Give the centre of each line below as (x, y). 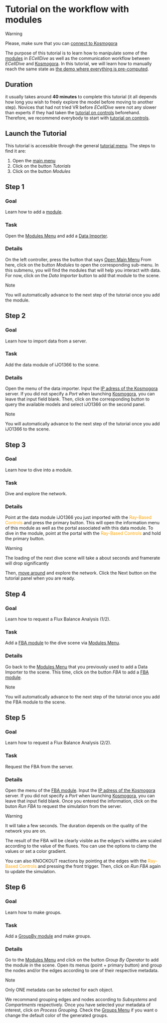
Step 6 (15, 887)
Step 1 (15, 186)
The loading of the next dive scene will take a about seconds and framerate (83, 558)
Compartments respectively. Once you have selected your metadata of (78, 1005)
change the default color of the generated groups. (57, 1016)
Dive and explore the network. (36, 494)
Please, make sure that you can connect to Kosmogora (61, 43)
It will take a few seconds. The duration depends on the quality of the (76, 825)
